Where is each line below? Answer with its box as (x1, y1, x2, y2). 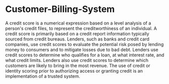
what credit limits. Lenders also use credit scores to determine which (5, 57, 149, 63)
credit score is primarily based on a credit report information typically (5, 30, 150, 36)
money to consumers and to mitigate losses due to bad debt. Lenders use (5, 46, 159, 52)
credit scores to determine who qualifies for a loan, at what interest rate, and (5, 51, 164, 58)
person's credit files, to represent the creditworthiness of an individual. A (5, 25, 157, 31)
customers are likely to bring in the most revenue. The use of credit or (5, 62, 150, 68)
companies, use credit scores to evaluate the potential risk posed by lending (5, 41, 164, 47)
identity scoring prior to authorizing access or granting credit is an (5, 67, 143, 73)
